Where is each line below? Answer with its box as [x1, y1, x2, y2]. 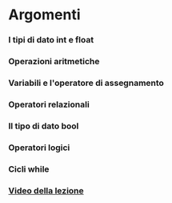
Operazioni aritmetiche [8, 56, 100, 67]
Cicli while [8, 163, 50, 174]
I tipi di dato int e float [8, 35, 94, 46]
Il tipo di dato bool [8, 120, 79, 132]
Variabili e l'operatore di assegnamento [8, 77, 164, 88]
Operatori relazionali [8, 99, 90, 110]
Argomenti [8, 6, 81, 24]
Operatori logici [8, 142, 70, 153]
